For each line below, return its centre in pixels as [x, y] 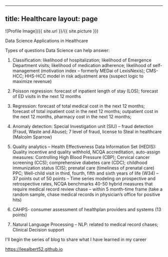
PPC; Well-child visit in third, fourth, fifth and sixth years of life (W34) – [85, 173]
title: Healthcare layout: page [51, 19]
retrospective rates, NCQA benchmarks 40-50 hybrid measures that [82, 183]
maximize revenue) [32, 81]
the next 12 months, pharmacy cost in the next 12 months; [72, 116]
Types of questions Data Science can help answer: [57, 50]
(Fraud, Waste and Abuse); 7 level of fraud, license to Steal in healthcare [87, 131]
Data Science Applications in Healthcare [47, 40]
